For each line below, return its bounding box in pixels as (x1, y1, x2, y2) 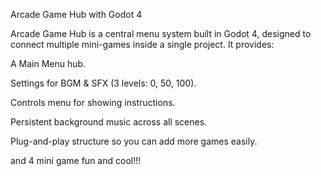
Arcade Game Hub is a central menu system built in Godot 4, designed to (10, 28, 312, 39)
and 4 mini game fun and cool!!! (10, 155, 142, 166)
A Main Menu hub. (10, 58, 87, 69)
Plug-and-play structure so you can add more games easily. (10, 135, 258, 147)
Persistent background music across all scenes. (10, 116, 208, 128)
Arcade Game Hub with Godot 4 (10, 9, 143, 20)
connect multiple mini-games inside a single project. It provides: (10, 39, 275, 50)
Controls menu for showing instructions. (10, 97, 176, 108)
